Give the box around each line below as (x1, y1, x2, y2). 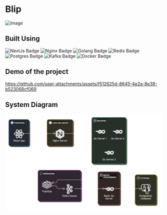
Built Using (5, 34, 40, 43)
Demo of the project (5, 67, 68, 76)
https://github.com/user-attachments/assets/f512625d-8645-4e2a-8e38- (5, 81, 157, 87)
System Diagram (5, 100, 58, 109)
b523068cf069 (5, 86, 36, 92)
